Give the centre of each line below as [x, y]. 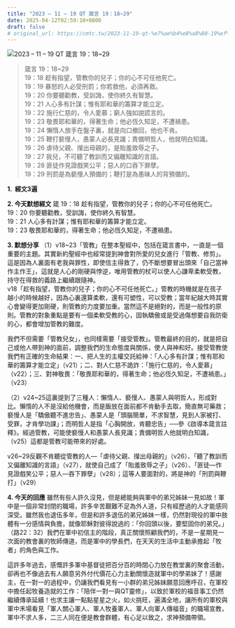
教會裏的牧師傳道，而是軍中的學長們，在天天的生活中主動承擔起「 [120, 541]
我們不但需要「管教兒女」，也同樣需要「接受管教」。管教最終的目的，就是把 [114, 339]
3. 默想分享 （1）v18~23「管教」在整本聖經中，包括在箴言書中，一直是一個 [115, 245]
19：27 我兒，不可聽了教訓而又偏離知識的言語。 [93, 157]
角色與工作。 [44, 550]
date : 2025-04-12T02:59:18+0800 [54, 20]
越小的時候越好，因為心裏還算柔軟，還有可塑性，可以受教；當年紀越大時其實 [117, 298]
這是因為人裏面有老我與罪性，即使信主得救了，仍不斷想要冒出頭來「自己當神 [117, 263]
